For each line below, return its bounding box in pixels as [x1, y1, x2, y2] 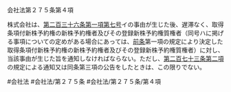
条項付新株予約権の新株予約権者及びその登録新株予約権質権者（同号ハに [7, 29, 212, 37]
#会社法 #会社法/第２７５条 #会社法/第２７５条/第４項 [7, 78, 162, 85]
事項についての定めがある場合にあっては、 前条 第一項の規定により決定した [12, 37, 223, 46]
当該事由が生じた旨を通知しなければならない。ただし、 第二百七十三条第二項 [7, 55, 224, 63]
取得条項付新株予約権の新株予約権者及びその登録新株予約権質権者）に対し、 [7, 46, 224, 54]
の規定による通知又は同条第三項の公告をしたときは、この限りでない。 [7, 63, 206, 71]
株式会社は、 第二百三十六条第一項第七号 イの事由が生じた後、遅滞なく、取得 [7, 20, 224, 29]
